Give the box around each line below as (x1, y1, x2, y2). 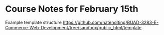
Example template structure (5, 19, 62, 25)
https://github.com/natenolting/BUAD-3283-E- (63, 19, 159, 25)
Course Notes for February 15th (5, 3, 139, 15)
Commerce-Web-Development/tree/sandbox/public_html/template (5, 24, 142, 30)
